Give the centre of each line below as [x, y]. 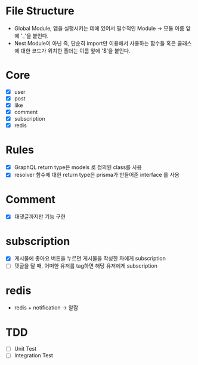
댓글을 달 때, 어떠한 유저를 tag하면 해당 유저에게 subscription [86, 266]
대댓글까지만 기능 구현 [40, 217]
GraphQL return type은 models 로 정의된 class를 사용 [78, 167]
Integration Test [33, 355]
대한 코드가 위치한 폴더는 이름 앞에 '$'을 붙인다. [75, 50]
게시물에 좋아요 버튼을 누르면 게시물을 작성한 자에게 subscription [90, 259]
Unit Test [25, 349]
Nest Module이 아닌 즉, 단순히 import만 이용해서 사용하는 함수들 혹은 [95, 43]
